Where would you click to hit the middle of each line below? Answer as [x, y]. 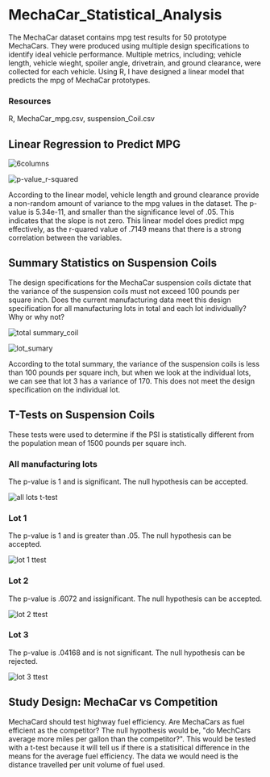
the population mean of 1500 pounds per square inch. [98, 443]
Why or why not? [37, 317]
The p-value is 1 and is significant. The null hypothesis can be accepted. [128, 481]
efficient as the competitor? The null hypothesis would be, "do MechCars [130, 730]
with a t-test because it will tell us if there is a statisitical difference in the [129, 747]
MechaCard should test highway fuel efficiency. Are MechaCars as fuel [127, 721]
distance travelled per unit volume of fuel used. [87, 764]
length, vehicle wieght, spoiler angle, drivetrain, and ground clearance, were [135, 63]
